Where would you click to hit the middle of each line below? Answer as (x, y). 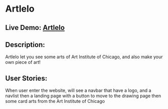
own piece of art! (23, 62)
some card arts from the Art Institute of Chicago (55, 101)
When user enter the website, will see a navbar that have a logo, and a (78, 90)
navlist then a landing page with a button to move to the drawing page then (83, 96)
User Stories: (26, 78)
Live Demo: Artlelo (35, 28)
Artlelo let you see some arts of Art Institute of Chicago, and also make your (84, 57)
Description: (25, 44)
